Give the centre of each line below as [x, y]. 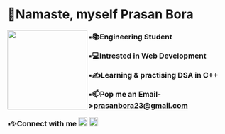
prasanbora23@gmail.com [141, 106]
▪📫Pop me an [112, 95]
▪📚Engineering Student [130, 37]
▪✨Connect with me [42, 123]
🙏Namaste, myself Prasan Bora [100, 14]
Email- [150, 95]
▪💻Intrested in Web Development [147, 56]
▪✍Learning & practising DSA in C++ [153, 75]
